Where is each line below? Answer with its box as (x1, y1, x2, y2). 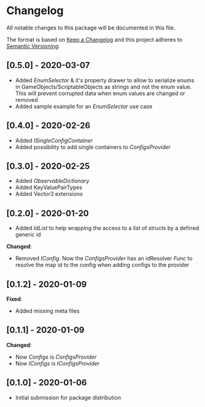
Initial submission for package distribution (15, 393, 122, 401)
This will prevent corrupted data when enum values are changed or (15, 90, 185, 97)
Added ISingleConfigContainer (15, 136, 93, 144)
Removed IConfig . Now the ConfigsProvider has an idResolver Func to (15, 255, 193, 262)
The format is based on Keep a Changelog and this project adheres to (6, 36, 183, 43)
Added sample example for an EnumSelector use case (15, 103, 153, 110)
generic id (15, 231, 41, 238)
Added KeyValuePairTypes (15, 184, 83, 191)
